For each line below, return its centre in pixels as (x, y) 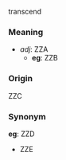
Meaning (26, 32)
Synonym (27, 116)
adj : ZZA (34, 49)
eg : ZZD (21, 134)
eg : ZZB (45, 58)
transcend (25, 12)
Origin (21, 79)
